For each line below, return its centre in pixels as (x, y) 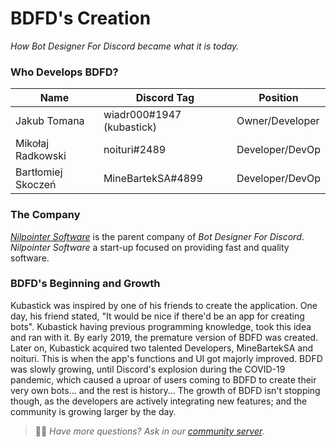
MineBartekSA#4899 (153, 179)
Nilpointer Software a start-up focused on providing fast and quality (150, 247)
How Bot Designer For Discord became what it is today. (125, 46)
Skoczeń (36, 185)
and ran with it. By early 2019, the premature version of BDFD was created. (164, 337)
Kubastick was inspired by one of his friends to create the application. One (164, 305)
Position (278, 98)
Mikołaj (32, 144)
